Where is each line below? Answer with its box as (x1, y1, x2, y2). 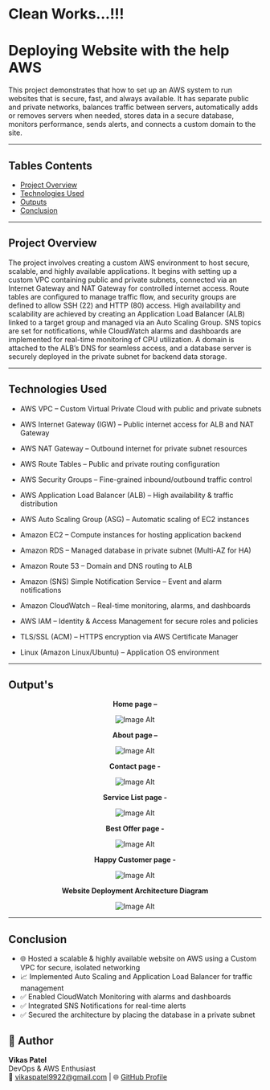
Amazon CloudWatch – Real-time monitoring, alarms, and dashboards (19, 600, 251, 610)
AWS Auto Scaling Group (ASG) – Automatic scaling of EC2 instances (19, 514, 250, 524)
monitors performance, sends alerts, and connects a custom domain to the (8, 120, 256, 129)
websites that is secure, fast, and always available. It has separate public (8, 94, 249, 104)
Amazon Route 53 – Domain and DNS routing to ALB (19, 561, 193, 570)
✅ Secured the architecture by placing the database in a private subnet (19, 1010, 256, 1020)
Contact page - (109, 761, 161, 771)
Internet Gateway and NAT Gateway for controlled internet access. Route (8, 283, 249, 293)
